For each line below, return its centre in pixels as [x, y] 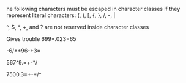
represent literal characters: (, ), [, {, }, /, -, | [61, 15]
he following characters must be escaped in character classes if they [93, 9]
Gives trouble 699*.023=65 [41, 39]
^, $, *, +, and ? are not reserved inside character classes [78, 27]
